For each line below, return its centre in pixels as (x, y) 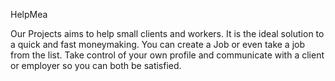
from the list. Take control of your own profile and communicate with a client (167, 55)
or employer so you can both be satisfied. (96, 65)
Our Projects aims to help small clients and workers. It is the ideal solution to (167, 33)
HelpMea (29, 14)
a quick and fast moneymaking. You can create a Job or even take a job (158, 44)
